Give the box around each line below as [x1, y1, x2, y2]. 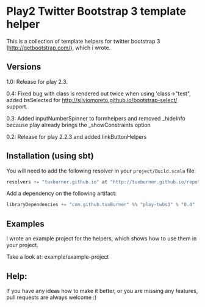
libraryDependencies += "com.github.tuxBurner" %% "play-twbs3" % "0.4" [6, 202, 195, 208]
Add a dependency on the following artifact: [6, 190, 117, 197]
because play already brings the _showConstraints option [6, 121, 151, 128]
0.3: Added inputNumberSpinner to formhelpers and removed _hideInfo [6, 114, 186, 122]
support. [6, 103, 28, 110]
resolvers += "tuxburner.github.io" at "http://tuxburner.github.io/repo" [6, 179, 201, 185]
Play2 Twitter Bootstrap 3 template [6, 4, 187, 18]
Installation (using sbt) [6, 151, 94, 161]
